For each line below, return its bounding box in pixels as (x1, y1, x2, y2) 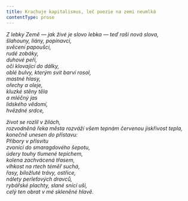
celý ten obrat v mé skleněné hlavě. (6, 188, 94, 195)
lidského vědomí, (6, 100, 48, 107)
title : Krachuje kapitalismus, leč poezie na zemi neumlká (6, 8, 156, 15)
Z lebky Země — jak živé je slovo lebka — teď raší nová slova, (6, 30, 159, 38)
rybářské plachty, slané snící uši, (6, 181, 88, 188)
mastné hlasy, (6, 75, 41, 82)
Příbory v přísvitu (6, 137, 49, 144)
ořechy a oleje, (6, 81, 43, 88)
